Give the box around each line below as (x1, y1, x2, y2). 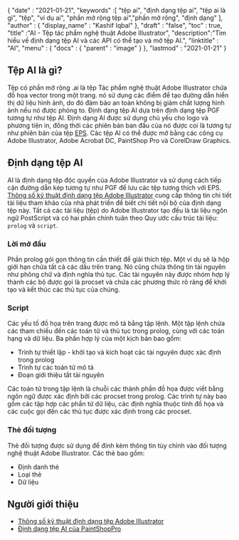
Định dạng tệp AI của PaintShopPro (17, 524, 122, 533)
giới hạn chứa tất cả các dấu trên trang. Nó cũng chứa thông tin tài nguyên (7, 263, 226, 271)
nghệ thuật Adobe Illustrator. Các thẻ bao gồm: (7, 448, 145, 457)
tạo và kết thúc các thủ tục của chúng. (7, 285, 120, 294)
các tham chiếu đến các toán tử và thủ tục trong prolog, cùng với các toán (7, 327, 225, 335)
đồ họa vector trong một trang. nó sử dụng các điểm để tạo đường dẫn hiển (7, 90, 229, 99)
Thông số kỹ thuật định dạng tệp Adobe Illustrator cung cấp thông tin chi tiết (7, 191, 232, 199)
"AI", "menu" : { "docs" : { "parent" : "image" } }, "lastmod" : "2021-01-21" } (7, 44, 227, 52)
